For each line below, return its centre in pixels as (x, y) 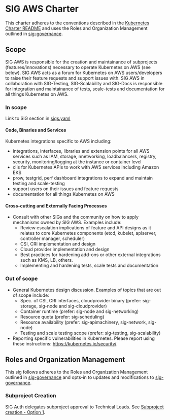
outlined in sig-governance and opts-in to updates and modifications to (80, 377)
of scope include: (31, 295)
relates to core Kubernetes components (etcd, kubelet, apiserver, (88, 233)
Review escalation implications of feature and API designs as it (86, 228)
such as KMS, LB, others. (46, 260)
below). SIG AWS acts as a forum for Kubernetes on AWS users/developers (84, 73)
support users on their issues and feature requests (65, 189)
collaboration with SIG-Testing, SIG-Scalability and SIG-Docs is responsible (84, 83)
